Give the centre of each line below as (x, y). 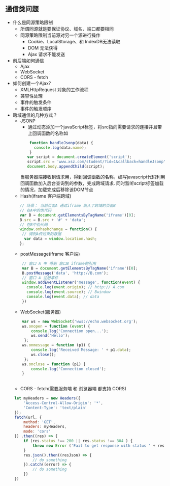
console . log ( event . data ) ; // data (63, 297)
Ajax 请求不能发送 (46, 54)
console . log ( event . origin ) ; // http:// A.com (75, 287)
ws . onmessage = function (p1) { (56, 345)
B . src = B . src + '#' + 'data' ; (53, 220)
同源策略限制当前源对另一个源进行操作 (60, 35)
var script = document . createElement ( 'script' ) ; (79, 157)
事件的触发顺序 (36, 109)
